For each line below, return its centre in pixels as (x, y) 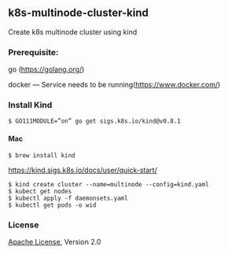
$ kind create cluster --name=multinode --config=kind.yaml (109, 184)
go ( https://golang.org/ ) (46, 69)
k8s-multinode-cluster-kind (79, 13)
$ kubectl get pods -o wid (52, 205)
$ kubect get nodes (40, 191)
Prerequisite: (33, 52)
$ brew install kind (42, 155)
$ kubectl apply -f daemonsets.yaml (68, 198)
